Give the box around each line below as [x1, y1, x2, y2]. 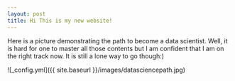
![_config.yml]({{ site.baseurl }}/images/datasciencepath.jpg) [7, 65, 186, 74]
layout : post [7, 10, 46, 18]
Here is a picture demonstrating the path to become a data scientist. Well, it [7, 36, 229, 45]
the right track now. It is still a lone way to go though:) [7, 51, 165, 60]
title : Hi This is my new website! [7, 17, 113, 24]
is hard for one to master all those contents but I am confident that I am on [7, 44, 224, 53]
